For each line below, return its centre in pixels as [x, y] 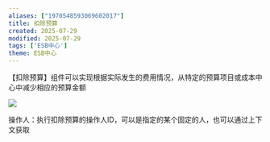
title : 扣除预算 [33, 23]
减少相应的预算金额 [54, 87]
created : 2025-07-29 [43, 31]
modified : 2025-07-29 [45, 38]
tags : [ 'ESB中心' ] [38, 46]
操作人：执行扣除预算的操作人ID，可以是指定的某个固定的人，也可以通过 [128, 119]
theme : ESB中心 [33, 53]
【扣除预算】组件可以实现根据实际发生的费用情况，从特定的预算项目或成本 [132, 77]
